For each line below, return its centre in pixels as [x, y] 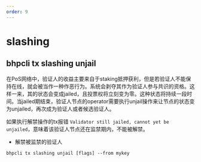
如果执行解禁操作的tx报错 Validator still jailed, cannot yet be [88, 121]
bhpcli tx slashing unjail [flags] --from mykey [68, 153]
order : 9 [17, 12]
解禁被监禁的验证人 [39, 142]
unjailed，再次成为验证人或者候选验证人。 [63, 109]
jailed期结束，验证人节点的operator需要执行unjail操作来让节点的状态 [106, 101]
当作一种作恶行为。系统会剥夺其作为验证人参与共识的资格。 [116, 86]
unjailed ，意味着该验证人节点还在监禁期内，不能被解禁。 [77, 129]
